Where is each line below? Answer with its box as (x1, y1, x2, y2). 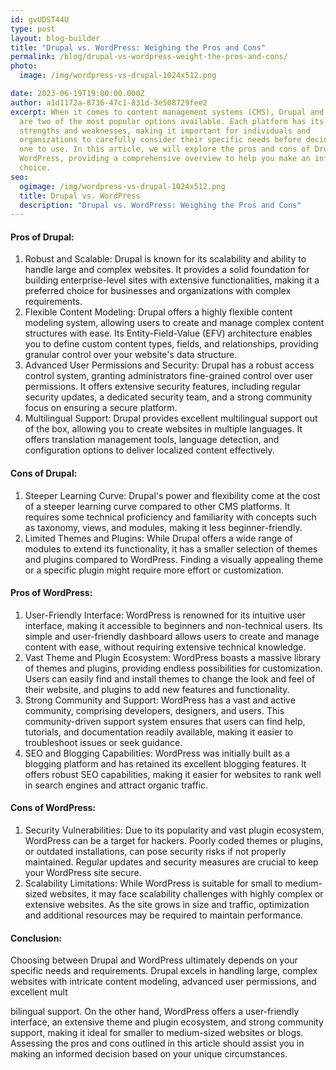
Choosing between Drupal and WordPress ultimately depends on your (10, 954, 298, 966)
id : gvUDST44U (10, 14, 70, 25)
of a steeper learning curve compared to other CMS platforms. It (24, 500, 291, 512)
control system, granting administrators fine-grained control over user (24, 370, 314, 382)
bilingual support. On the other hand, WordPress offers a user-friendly (10, 1006, 300, 1018)
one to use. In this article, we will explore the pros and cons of (19, 144, 311, 155)
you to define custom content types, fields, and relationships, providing (24, 338, 319, 350)
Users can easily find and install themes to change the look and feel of (24, 672, 316, 685)
